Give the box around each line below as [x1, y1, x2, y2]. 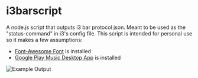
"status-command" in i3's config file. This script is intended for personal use [6, 30, 193, 37]
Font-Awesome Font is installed [14, 47, 92, 54]
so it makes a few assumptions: [6, 36, 83, 43]
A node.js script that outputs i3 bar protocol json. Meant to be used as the [6, 24, 186, 31]
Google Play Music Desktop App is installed [14, 54, 121, 61]
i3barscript [6, 4, 62, 18]
